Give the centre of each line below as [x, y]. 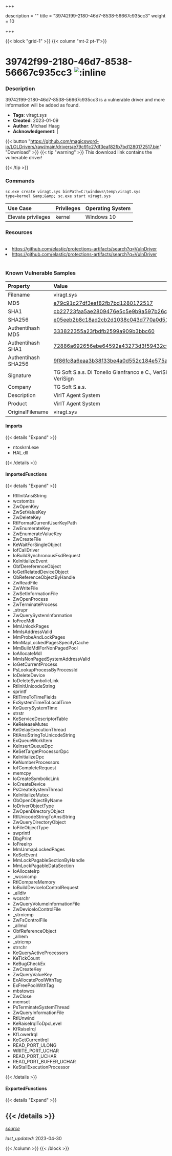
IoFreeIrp [22, 844]
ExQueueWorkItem [33, 740]
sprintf [20, 691]
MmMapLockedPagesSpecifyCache [50, 642]
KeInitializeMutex [31, 795]
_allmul [20, 926]
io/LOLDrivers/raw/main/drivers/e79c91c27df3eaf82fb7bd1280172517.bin [82, 147]
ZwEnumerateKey [31, 528]
